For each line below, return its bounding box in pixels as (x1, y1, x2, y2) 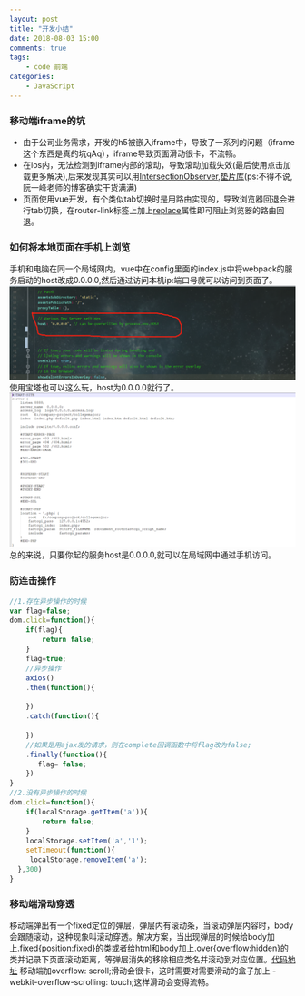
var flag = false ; (9, 606, 71, 616)
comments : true (9, 44, 67, 53)
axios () (25, 673, 54, 683)
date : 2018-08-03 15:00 (9, 34, 100, 43)
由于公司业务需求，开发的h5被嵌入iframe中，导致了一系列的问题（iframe (22, 137, 295, 148)
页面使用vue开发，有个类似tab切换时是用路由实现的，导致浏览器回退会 (22, 193, 288, 204)
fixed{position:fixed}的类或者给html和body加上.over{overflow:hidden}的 (19, 942, 289, 953)
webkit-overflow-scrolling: (9, 977, 109, 988)
